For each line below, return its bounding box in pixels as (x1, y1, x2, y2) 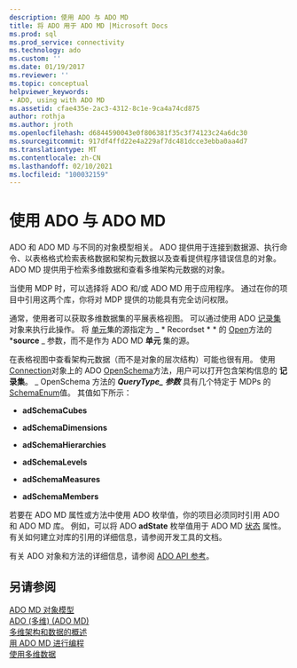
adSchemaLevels (21, 457, 88, 467)
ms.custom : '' (9, 54, 62, 63)
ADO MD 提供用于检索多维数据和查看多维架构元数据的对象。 (9, 264, 231, 275)
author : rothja (9, 112, 66, 121)
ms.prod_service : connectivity (9, 37, 125, 47)
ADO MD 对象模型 (9, 605, 75, 615)
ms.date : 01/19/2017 (9, 63, 86, 72)
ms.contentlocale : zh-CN (9, 153, 101, 163)
